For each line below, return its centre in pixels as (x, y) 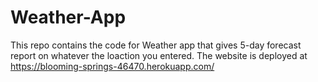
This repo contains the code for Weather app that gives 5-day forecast (156, 45)
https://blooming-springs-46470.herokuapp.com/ (112, 66)
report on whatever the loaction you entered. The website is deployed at (159, 55)
